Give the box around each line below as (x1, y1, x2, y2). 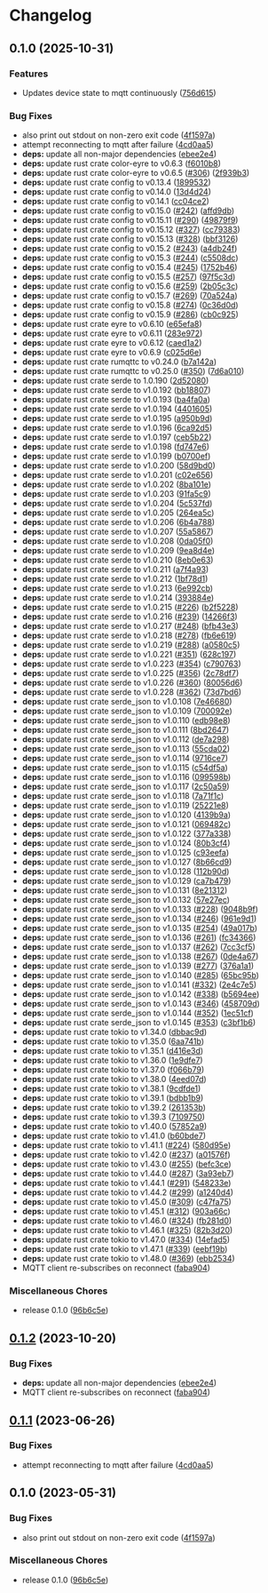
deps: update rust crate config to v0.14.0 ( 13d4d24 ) (21, 187, 211, 197)
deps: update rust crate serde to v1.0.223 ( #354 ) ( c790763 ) (21, 658, 241, 669)
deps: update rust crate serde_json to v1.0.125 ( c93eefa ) (21, 848, 229, 858)
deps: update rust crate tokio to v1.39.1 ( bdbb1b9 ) (21, 1093, 204, 1103)
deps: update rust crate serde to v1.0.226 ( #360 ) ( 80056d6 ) (21, 677, 243, 689)
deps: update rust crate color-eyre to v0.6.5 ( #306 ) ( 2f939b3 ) (21, 168, 250, 179)
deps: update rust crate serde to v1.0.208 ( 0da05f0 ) (21, 536, 214, 546)
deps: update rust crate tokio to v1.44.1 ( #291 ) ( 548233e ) (21, 1178, 232, 1189)
